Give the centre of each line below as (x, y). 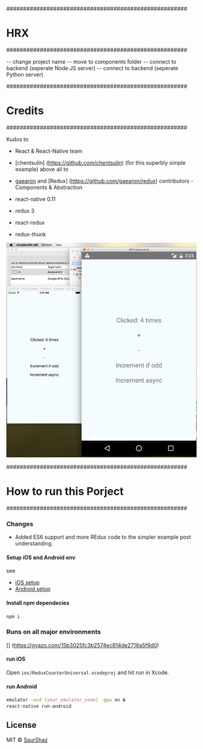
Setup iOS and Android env (41, 557)
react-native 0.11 (35, 199)
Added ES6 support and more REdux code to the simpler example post (103, 537)
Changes (20, 524)
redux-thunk (31, 234)
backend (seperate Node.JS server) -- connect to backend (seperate (92, 68)
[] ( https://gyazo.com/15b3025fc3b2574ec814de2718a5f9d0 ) (83, 645)
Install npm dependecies (38, 603)
